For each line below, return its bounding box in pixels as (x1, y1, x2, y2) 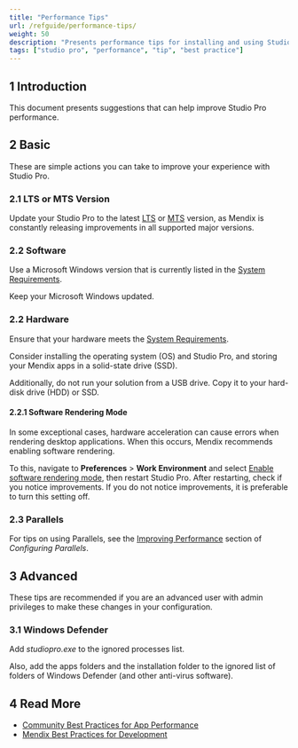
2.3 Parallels (9, 513, 64, 525)
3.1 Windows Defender (9, 623, 109, 635)
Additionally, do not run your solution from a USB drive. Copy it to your (9, 377, 267, 388)
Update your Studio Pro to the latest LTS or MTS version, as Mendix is (9, 213, 264, 224)
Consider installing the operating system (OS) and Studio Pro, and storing (9, 350, 278, 361)
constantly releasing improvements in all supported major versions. (9, 223, 255, 233)
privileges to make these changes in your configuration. (9, 601, 213, 612)
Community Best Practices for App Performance (21, 720, 200, 730)
